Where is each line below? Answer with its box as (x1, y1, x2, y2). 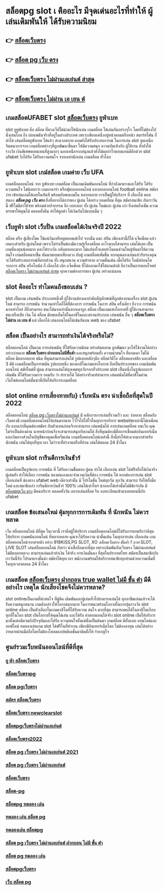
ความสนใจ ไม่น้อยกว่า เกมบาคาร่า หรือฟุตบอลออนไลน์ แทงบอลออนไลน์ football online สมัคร (5, 186, 159, 192)
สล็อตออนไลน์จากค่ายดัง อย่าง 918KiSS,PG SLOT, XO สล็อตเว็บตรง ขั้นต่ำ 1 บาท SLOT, (5, 539, 153, 545)
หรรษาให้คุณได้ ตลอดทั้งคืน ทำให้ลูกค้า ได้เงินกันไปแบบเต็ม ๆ (5, 208, 102, 214)
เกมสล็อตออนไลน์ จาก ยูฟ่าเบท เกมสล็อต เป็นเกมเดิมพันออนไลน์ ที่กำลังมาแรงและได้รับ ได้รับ (5, 181, 153, 187)
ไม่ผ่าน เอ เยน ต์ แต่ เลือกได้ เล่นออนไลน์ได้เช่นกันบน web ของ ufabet (5, 317, 121, 323)
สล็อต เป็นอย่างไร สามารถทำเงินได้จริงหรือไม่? (5, 332, 114, 340)
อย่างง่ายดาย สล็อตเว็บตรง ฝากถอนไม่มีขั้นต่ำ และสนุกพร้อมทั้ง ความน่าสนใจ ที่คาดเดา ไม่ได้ (5, 350, 149, 356)
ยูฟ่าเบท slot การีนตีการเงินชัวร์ (5, 454, 81, 462)
